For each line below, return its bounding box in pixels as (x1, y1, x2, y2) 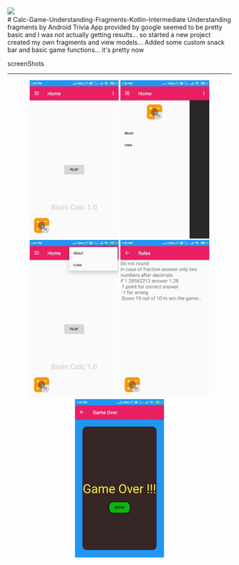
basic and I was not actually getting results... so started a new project (7, 31, 211, 38)
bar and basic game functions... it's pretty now (7, 46, 144, 54)
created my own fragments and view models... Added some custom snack (7, 38, 225, 46)
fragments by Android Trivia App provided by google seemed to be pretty (7, 23, 223, 31)
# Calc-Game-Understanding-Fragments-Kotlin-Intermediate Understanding (7, 16, 231, 23)
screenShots (7, 60, 45, 68)
